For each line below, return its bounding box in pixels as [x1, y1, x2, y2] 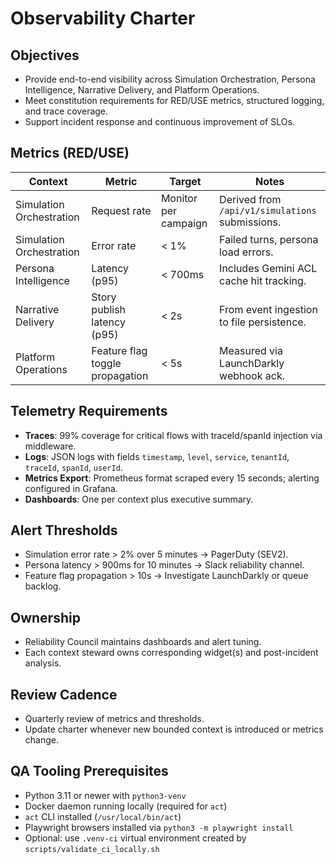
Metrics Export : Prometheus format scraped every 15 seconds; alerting [24, 472, 320, 484]
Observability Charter [10, 7, 196, 30]
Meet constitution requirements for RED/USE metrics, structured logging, [24, 95, 325, 106]
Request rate [91, 203, 152, 217]
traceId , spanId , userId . [24, 461, 123, 473]
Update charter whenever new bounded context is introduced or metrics [24, 723, 324, 736]
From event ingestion [219, 302, 318, 316]
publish [91, 302, 127, 316]
